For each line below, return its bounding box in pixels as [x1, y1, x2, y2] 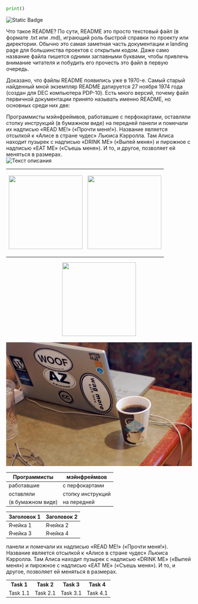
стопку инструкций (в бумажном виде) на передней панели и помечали [6, 119, 189, 126]
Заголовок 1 [8, 513, 41, 520]
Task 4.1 [86, 589, 108, 596]
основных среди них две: [6, 101, 71, 108]
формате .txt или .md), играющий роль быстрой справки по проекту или [6, 34, 189, 41]
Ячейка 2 [45, 522, 69, 529]
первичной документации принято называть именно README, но [6, 95, 171, 103]
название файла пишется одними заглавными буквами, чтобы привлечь [6, 52, 189, 60]
